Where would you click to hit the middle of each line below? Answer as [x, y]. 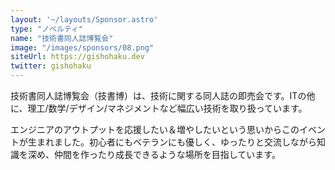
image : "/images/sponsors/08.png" [82, 47]
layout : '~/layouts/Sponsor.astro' [84, 19]
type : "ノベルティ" [47, 29]
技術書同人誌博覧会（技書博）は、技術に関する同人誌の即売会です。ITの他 [163, 95]
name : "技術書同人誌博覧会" [62, 38]
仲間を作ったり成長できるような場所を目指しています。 [167, 154]
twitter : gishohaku [51, 66]
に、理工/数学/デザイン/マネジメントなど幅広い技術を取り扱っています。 [159, 108]
